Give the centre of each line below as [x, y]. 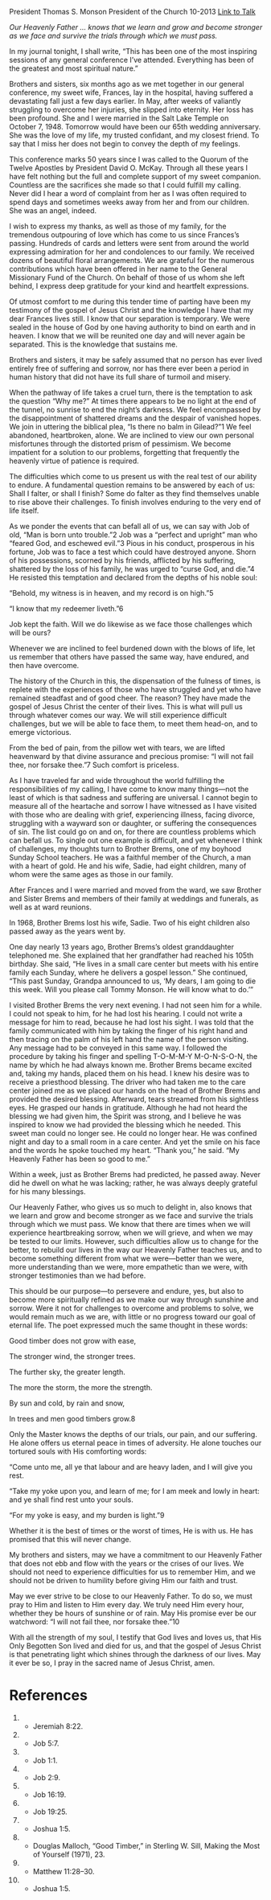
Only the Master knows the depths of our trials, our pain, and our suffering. [133, 1434]
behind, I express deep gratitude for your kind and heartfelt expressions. [129, 286]
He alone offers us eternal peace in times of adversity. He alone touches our [135, 1443]
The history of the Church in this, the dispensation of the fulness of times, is [135, 681]
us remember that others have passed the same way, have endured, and [129, 657]
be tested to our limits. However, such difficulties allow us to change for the [134, 1241]
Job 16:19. [49, 1794]
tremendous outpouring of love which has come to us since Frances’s [124, 235]
